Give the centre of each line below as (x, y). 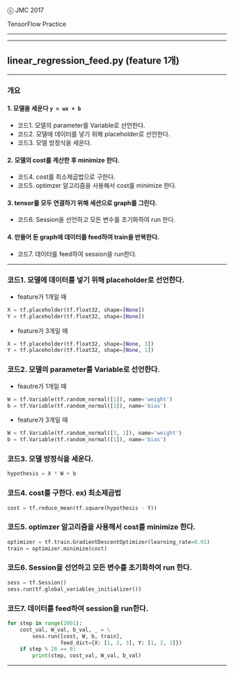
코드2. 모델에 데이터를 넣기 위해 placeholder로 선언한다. (94, 134)
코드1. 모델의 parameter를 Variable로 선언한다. (81, 125)
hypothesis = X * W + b (42, 474)
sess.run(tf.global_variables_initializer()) (74, 589)
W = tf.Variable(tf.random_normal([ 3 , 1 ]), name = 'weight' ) (95, 433)
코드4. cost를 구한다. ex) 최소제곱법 (64, 493)
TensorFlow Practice (37, 24)
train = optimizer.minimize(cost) (57, 548)
